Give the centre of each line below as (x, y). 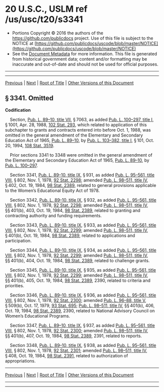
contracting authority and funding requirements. (53, 215)
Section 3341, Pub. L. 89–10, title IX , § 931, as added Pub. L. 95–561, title (82, 175)
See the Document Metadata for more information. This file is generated (84, 54)
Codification (18, 110)
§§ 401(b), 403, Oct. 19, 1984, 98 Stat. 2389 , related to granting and (73, 210)
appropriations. (20, 361)
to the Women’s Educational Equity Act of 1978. (52, 190)
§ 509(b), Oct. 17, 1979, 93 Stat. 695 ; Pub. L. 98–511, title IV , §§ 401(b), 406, (80, 305)
